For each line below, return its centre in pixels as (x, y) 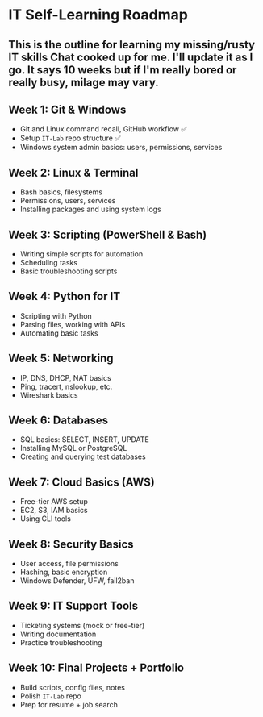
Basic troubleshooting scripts (69, 271)
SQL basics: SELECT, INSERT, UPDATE (84, 440)
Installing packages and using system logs (90, 209)
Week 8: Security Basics (71, 544)
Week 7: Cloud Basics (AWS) (81, 482)
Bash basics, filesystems (61, 192)
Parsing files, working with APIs (73, 324)
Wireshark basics (49, 395)
